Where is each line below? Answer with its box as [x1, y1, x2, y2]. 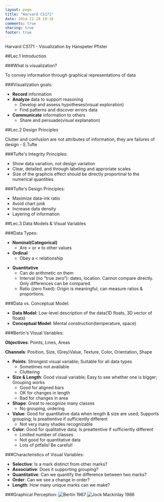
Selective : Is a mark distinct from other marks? [12, 461, 108, 467]
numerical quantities [12, 177, 54, 182]
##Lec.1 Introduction [5, 53, 47, 59]
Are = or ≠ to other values [19, 245, 72, 251]
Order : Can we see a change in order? [12, 477, 90, 482]
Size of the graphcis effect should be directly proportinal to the [12, 171, 140, 177]
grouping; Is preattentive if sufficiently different [12, 416, 108, 422]
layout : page [5, 7, 32, 12]
